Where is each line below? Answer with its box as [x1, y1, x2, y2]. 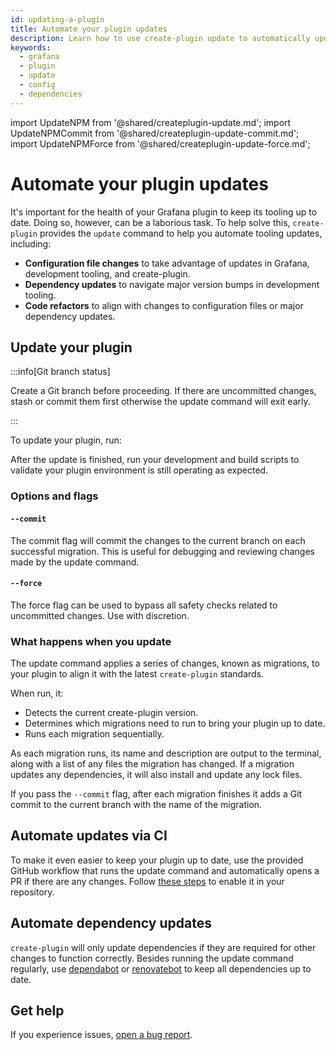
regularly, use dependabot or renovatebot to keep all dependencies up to [10, 962, 312, 975]
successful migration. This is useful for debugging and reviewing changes [10, 545, 315, 557]
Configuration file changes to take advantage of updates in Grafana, [24, 257, 310, 269]
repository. [10, 886, 55, 898]
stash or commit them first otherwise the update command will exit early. [10, 396, 311, 408]
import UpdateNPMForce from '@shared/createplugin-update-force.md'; [10, 137, 311, 150]
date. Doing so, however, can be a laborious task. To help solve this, [10, 216, 291, 228]
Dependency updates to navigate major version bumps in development [24, 278, 320, 290]
